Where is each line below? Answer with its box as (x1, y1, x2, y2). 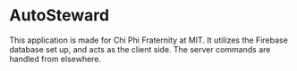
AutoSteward (9, 5, 110, 26)
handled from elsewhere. (9, 53, 101, 64)
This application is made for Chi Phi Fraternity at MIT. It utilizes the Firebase (9, 35, 288, 45)
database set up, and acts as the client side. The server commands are (9, 43, 271, 54)
